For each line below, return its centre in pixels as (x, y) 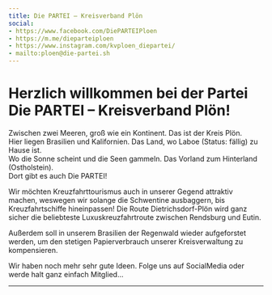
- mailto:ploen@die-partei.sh (59, 53)
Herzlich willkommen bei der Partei (128, 93)
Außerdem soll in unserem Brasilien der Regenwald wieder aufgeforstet (127, 233)
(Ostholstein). (31, 167)
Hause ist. (25, 150)
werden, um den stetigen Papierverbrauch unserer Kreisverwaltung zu (126, 241)
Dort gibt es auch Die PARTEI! (58, 175)
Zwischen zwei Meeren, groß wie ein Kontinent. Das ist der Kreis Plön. (125, 133)
